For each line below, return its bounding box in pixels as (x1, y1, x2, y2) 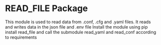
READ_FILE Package (5, 3, 88, 14)
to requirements (5, 34, 37, 40)
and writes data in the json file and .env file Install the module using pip (5, 24, 148, 30)
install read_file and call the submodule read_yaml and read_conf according (5, 29, 157, 35)
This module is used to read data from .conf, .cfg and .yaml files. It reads (5, 19, 151, 25)
